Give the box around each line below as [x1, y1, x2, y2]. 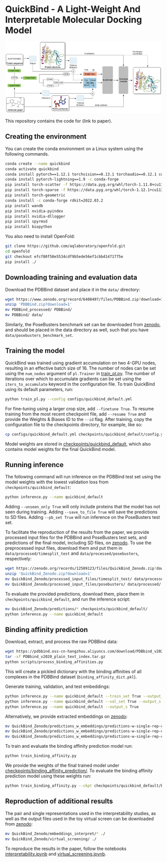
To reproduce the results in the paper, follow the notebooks [5, 846, 127, 852]
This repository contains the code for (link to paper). [5, 118, 112, 124]
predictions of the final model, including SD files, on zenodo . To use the [5, 540, 152, 546]
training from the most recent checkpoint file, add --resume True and [5, 411, 146, 417]
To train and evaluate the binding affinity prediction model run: [5, 743, 133, 749]
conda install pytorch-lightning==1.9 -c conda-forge [5, 177, 119, 182]
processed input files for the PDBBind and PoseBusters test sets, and [5, 535, 147, 541]
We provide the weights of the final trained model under [5, 762, 120, 769]
